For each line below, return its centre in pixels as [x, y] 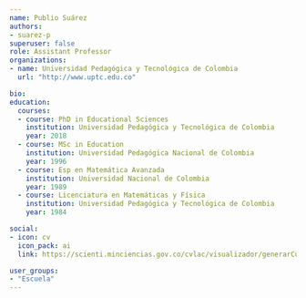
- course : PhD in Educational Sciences [93, 119]
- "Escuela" [32, 279]
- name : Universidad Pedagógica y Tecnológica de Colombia [124, 69]
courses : [34, 110]
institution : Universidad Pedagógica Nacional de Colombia [140, 153]
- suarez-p [30, 35]
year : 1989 [46, 187]
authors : [26, 26]
